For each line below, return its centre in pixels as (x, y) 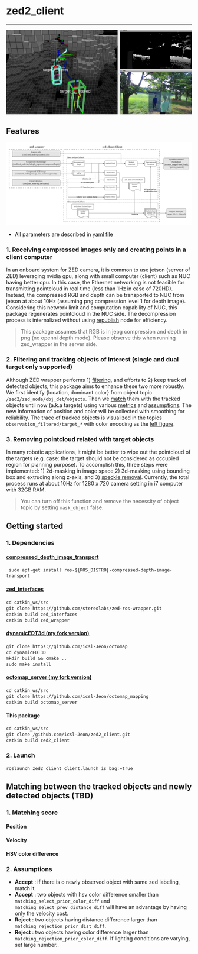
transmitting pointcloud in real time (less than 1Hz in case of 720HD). (90, 289)
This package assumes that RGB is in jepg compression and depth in (104, 332)
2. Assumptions (29, 869)
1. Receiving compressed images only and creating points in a (96, 250)
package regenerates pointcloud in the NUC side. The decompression (91, 314)
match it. (25, 888)
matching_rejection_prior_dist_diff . (60, 926)
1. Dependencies (30, 543)
